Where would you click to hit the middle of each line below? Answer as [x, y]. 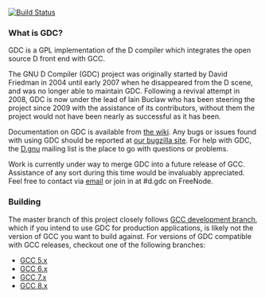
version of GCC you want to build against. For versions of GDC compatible [130, 236]
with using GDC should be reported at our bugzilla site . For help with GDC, [130, 140]
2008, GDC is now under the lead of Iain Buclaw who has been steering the [132, 100]
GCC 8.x [33, 285]
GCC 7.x [33, 277]
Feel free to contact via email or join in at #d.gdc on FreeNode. [111, 181]
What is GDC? [36, 33]
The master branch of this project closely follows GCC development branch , [133, 219]
